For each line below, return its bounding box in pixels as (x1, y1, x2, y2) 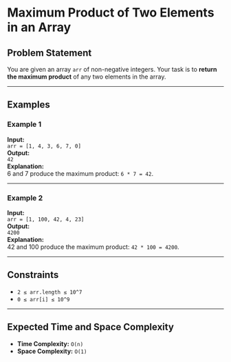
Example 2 (7, 193, 43, 203)
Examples (7, 99, 50, 111)
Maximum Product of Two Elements (7, 5, 214, 21)
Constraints (7, 269, 59, 281)
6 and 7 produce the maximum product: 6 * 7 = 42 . (7, 169, 153, 177)
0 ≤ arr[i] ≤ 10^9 (16, 296, 70, 303)
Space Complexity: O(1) (16, 347, 87, 355)
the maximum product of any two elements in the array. (7, 72, 166, 81)
